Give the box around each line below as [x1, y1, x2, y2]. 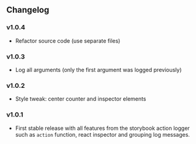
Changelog [6, 5, 50, 15]
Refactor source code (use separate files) [15, 37, 121, 45]
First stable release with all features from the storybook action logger [15, 124, 190, 132]
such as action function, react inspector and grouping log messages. [15, 131, 190, 138]
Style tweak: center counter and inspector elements [15, 95, 146, 103]
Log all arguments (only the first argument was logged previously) [15, 66, 182, 73]
